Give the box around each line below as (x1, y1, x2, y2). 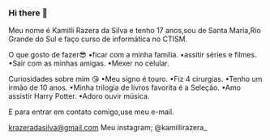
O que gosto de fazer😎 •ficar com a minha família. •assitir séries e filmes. (8, 50, 257, 60)
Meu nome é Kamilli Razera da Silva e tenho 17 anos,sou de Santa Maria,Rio (8, 26, 261, 36)
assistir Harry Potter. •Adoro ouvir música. (8, 91, 150, 101)
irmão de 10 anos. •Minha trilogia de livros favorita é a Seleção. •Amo (8, 83, 242, 92)
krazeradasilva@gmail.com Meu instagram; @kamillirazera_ (8, 123, 208, 133)
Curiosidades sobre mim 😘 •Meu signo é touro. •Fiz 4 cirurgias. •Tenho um (8, 74, 263, 84)
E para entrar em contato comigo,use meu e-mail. (8, 107, 174, 117)
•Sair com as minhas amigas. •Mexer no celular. (8, 58, 169, 68)
